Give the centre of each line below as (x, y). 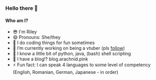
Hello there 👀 (22, 8)
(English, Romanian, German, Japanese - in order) (65, 72)
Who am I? (17, 21)
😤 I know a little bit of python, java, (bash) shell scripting (72, 54)
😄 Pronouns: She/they (37, 37)
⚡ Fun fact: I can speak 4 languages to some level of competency (82, 65)
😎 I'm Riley (25, 32)
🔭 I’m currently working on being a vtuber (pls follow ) (69, 48)
